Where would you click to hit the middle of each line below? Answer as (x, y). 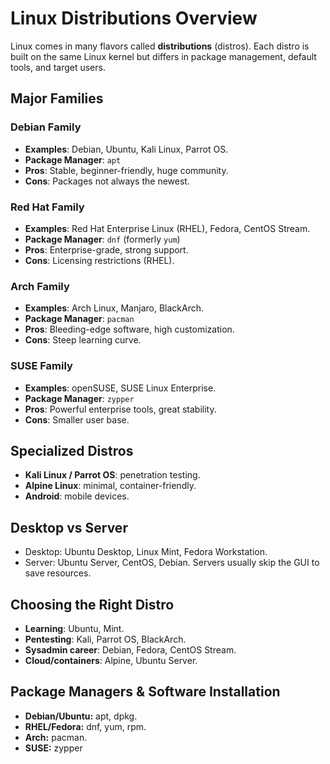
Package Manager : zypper (79, 398)
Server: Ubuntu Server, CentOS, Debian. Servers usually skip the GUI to (172, 563)
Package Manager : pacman (79, 319)
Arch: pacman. (56, 737)
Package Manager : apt (73, 159)
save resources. (58, 573)
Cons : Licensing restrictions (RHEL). (99, 260)
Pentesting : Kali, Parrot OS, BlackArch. (105, 639)
